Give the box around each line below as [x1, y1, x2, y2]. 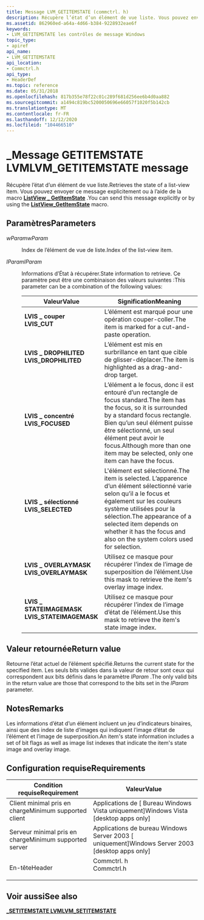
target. [119, 371, 138, 379]
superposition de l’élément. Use [104, 567, 193, 576]
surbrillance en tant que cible [104, 347, 188, 356]
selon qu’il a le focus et [104, 489, 170, 498]
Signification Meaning [117, 297, 182, 305]
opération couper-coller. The [104, 315, 186, 323]
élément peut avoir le [104, 433, 165, 442]
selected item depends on [104, 520, 178, 528]
